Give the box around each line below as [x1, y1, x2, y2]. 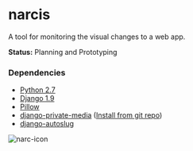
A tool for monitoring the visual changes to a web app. [8, 32, 186, 41]
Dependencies [8, 67, 66, 78]
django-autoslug [19, 119, 74, 129]
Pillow [19, 102, 40, 112]
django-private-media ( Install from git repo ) [19, 110, 163, 120]
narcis [8, 6, 51, 24]
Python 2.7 [19, 85, 56, 95]
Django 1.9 [19, 94, 55, 103]
